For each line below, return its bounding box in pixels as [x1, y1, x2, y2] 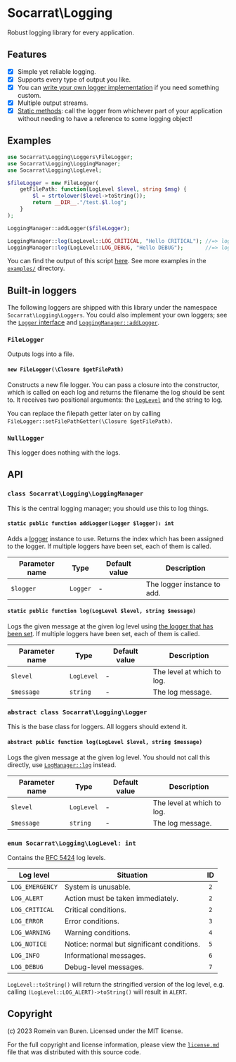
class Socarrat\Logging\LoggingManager [7, 490, 144, 498]
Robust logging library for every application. [7, 28, 135, 37]
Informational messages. [64, 950, 146, 960]
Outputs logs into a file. [7, 350, 75, 358]
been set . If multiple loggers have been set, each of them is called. [7, 630, 200, 638]
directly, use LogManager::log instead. [7, 760, 117, 769]
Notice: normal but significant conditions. [64, 939, 200, 949]
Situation [117, 870, 148, 880]
